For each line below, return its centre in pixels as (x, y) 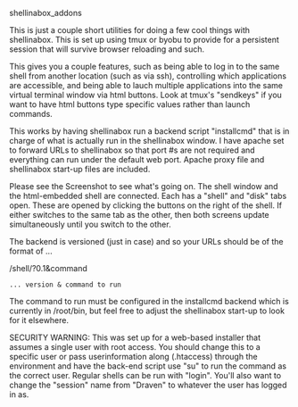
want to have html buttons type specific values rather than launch (130, 104)
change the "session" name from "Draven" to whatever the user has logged (148, 385)
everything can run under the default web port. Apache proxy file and (137, 159)
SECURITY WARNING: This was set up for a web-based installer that (135, 337)
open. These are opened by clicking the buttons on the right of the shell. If (146, 205)
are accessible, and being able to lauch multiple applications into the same (146, 85)
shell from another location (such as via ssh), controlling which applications (148, 76)
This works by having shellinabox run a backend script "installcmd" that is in (149, 131)
